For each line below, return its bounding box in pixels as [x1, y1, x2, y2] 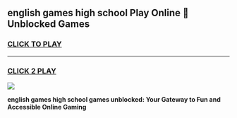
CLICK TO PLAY [7, 40, 62, 49]
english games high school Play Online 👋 [7, 7, 189, 19]
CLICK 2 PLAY [7, 66, 56, 76]
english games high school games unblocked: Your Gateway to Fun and [7, 95, 221, 103]
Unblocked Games [7, 18, 90, 30]
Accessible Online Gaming [7, 102, 87, 111]
